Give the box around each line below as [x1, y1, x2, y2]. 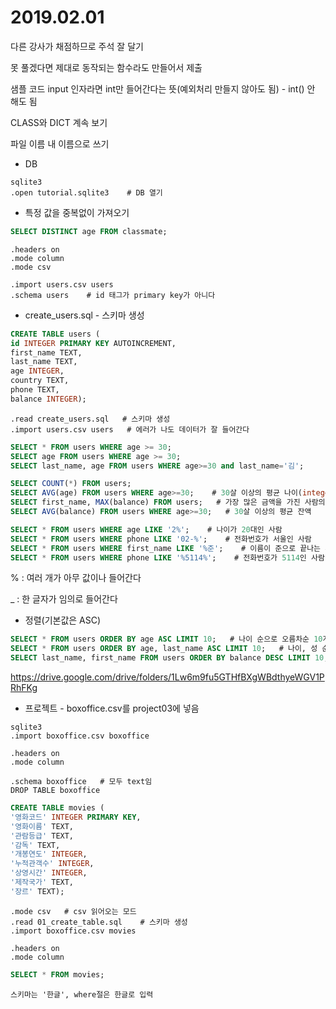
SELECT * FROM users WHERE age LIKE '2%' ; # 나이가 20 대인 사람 [10, 524, 283, 535]
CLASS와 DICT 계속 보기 [10, 116, 108, 128]
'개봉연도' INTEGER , [10, 849, 88, 860]
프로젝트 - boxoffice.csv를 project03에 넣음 [24, 702, 200, 715]
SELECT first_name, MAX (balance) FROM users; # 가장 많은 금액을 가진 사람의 [10, 497, 326, 508]
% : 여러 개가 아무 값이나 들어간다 [10, 572, 142, 584]
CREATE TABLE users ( [10, 329, 101, 339]
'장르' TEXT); [10, 886, 65, 896]
